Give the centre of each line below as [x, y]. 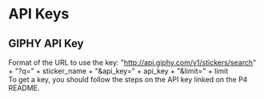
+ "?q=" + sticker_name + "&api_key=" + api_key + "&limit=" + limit [118, 71]
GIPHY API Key [46, 44]
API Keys [39, 14]
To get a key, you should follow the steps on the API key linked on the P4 [128, 79]
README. [24, 88]
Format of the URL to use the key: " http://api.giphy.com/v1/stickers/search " [132, 62]
